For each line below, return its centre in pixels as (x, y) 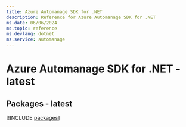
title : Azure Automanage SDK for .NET (54, 12)
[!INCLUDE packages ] (33, 118)
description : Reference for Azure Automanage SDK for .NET (81, 17)
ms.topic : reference (32, 28)
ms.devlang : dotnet (30, 34)
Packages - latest (39, 103)
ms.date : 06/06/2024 (32, 23)
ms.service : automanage (36, 39)
